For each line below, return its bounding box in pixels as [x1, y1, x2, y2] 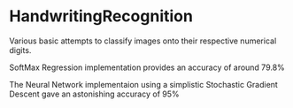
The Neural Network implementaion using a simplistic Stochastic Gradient [9, 79, 279, 89]
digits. [9, 44, 32, 55]
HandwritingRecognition [9, 6, 193, 27]
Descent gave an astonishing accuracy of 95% [9, 89, 180, 99]
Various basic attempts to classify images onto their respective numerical [9, 35, 277, 46]
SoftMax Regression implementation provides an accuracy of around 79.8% [9, 62, 285, 73]
